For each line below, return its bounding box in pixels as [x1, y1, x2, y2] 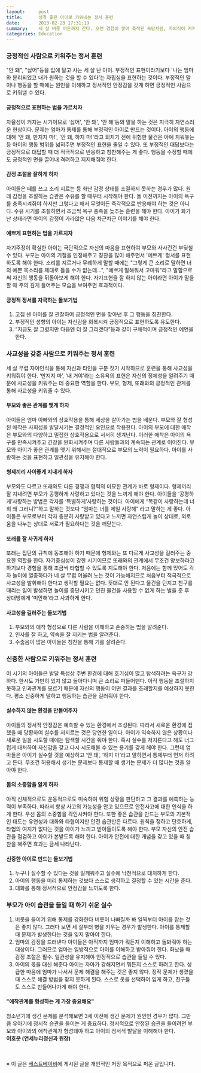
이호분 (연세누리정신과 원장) [6, 1035, 71, 1042]
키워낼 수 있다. [12, 89, 47, 96]
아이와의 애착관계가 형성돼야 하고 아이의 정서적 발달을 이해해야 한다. [17, 1027, 175, 1034]
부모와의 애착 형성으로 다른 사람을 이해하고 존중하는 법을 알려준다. [14, 624, 169, 631]
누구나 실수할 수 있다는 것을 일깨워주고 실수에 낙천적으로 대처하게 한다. [14, 870, 179, 877]
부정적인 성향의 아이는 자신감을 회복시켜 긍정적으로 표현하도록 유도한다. [14, 318, 181, 326]
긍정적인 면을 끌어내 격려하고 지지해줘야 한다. [12, 156, 118, 163]
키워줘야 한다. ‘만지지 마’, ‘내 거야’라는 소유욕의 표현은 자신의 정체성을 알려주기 [6, 372, 188, 379]
